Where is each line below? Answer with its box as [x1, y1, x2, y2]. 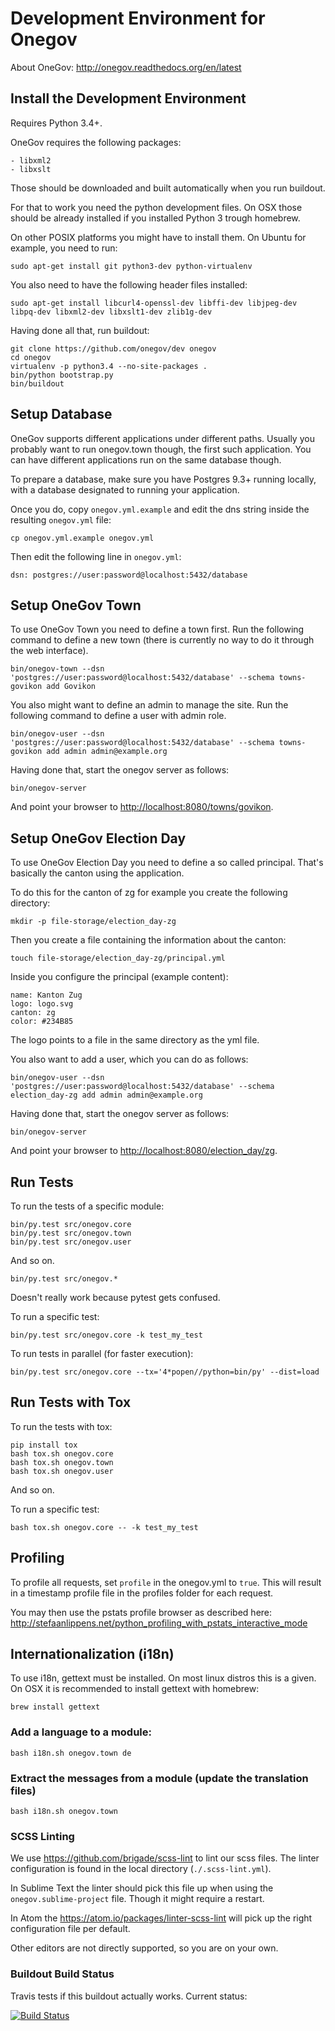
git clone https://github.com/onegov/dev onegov [10, 343, 217, 354]
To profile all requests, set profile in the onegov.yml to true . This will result [10, 1576, 322, 1588]
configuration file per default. [10, 1923, 131, 1935]
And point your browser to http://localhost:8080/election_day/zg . [10, 1145, 278, 1157]
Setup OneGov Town [10, 597, 142, 614]
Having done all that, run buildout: [10, 324, 150, 336]
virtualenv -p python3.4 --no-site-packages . [10, 361, 208, 371]
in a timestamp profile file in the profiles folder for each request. [10, 1587, 274, 1599]
